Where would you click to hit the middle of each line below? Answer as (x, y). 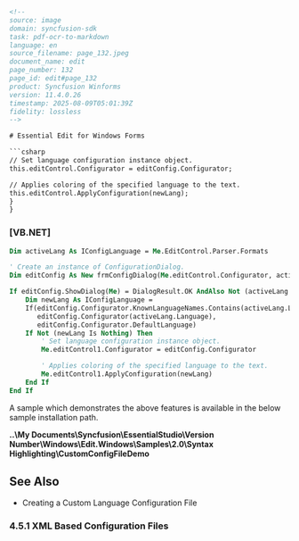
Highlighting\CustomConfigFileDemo (79, 454)
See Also (34, 482)
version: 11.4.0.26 (45, 95)
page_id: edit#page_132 (53, 79)
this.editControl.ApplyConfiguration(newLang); (99, 193)
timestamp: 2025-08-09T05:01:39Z (71, 103)
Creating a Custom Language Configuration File (109, 503)
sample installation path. (54, 417)
